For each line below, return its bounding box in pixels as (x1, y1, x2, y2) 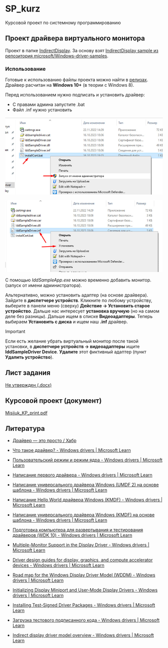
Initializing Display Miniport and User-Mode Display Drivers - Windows (12, 587, 158, 593)
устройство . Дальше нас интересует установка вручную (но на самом (5, 308, 159, 314)
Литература (5, 424, 45, 433)
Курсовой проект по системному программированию (5, 20, 121, 26)
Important (5, 328, 25, 334)
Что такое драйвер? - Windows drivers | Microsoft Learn (12, 447, 131, 453)
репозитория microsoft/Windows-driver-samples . (5, 53, 108, 59)
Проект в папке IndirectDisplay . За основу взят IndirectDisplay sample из (5, 47, 158, 53)
